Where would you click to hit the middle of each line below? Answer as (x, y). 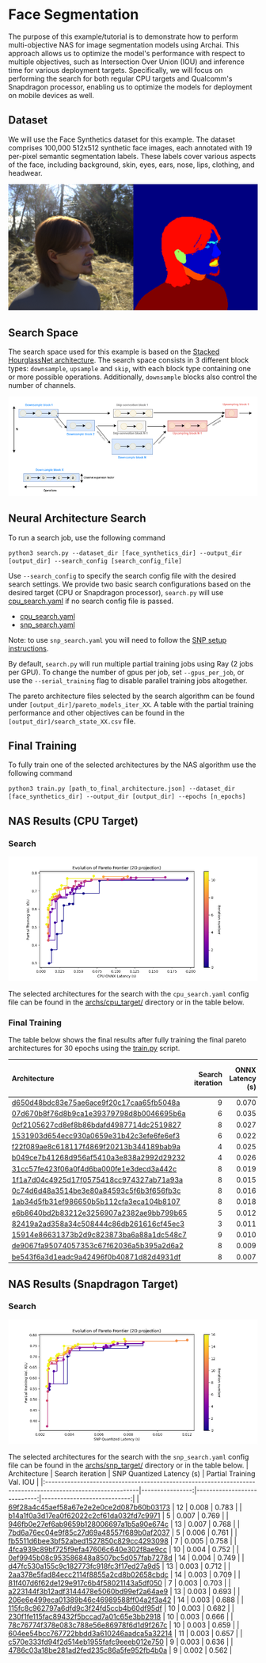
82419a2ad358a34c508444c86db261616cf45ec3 (98, 1224)
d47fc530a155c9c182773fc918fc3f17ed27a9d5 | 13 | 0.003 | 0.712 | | (120, 1566)
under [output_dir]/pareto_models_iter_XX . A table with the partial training (131, 704)
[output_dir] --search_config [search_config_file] (95, 561)
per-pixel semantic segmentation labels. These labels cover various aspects (132, 156)
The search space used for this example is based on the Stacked (114, 351)
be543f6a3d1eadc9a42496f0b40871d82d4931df (96, 1257)
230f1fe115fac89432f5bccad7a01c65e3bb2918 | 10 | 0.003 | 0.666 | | (121, 1616)
